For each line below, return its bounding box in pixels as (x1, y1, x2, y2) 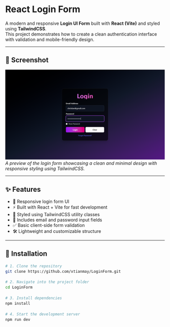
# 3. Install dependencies (5, 296, 62, 301)
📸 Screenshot (5, 56, 49, 64)
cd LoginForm (5, 285, 33, 290)
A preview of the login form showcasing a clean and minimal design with (5, 160, 157, 167)
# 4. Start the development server (5, 311, 80, 317)
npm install (5, 301, 30, 306)
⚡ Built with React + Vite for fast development (12, 204, 108, 211)
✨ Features (5, 185, 41, 193)
